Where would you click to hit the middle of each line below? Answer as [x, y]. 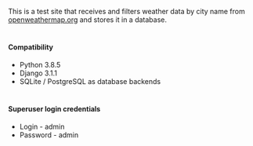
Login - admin [42, 126]
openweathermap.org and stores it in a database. [87, 20]
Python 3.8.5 [40, 64]
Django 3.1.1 [38, 73]
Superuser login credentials [54, 108]
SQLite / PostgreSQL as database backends [90, 81]
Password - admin [49, 135]
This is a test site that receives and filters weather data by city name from [127, 11]
